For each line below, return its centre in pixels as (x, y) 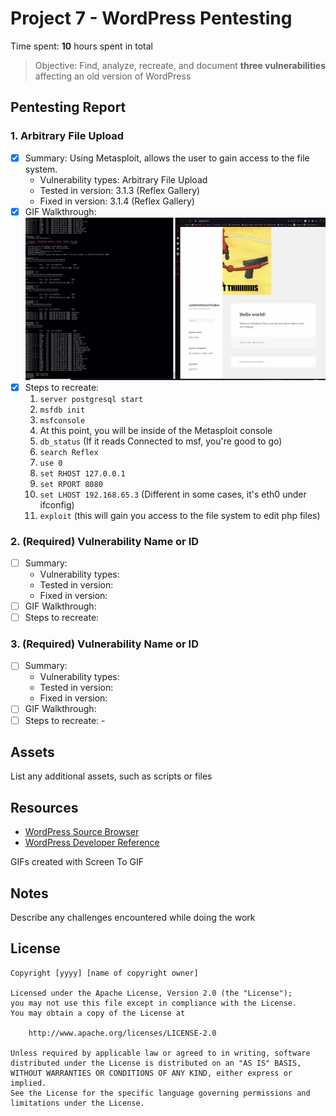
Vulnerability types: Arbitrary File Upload (123, 179)
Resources (44, 807)
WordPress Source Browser (82, 832)
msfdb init (62, 410)
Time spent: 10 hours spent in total (81, 46)
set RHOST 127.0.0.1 (82, 473)
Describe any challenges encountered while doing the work (133, 918)
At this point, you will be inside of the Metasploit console (156, 430)
